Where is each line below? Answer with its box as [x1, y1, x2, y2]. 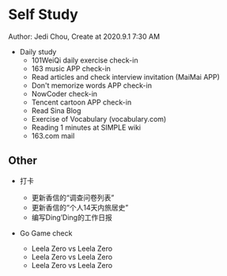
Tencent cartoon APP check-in [31, 97, 132, 107]
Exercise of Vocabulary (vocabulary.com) [31, 114, 167, 123]
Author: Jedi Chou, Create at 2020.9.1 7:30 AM [8, 32, 161, 41]
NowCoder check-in [31, 89, 97, 98]
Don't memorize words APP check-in [31, 81, 153, 90]
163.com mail [31, 130, 75, 140]
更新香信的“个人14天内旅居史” [31, 202, 129, 212]
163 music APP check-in [31, 63, 111, 73]
